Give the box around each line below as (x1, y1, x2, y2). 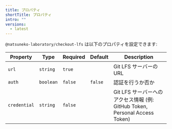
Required (62, 54, 85, 61)
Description (124, 54, 154, 61)
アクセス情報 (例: (113, 96, 154, 104)
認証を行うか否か (113, 79, 155, 86)
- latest (10, 27, 29, 32)
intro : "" (5, 17, 27, 22)
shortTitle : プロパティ (5, 12, 52, 17)
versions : (5, 21, 27, 27)
